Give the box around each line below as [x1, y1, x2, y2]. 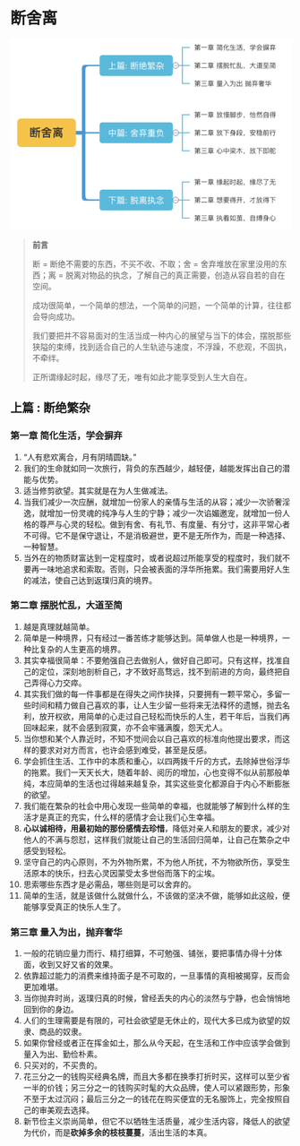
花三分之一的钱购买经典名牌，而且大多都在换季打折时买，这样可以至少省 [22, 1072, 290, 1082]
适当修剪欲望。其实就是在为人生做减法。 [22, 485, 173, 495]
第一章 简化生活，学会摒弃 [10, 429, 124, 442]
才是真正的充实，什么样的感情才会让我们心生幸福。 [30, 812, 220, 823]
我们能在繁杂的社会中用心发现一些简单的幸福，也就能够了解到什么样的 [22, 800, 283, 811]
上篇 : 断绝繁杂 [10, 401, 90, 416]
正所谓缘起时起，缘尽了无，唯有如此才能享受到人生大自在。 [31, 371, 253, 382]
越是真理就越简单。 [22, 621, 95, 632]
